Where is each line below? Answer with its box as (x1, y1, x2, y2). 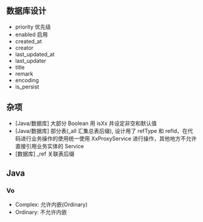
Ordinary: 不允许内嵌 (15, 209, 67, 216)
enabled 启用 (15, 30, 48, 38)
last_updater (15, 57, 47, 64)
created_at (15, 37, 42, 45)
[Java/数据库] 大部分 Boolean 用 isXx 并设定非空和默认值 (15, 120, 157, 127)
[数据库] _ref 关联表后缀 (15, 150, 75, 157)
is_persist (15, 83, 40, 90)
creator (15, 44, 34, 51)
